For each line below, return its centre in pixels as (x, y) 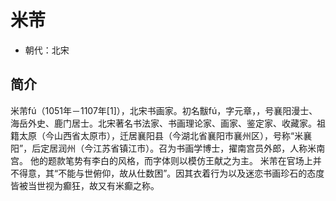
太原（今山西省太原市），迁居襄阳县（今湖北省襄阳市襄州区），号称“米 (161, 135)
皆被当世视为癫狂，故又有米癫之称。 (85, 185)
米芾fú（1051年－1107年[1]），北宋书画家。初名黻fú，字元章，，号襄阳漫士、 (164, 110)
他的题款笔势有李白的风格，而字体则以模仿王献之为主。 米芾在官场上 (171, 160)
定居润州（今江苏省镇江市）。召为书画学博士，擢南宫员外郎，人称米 (178, 148)
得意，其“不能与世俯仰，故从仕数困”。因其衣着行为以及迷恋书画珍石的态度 (171, 173)
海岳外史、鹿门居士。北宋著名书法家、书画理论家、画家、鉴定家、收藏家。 (163, 123)
